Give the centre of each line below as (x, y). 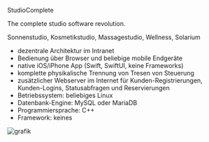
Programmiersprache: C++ (56, 110)
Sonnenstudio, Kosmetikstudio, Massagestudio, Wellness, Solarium (104, 37)
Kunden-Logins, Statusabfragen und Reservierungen (93, 88)
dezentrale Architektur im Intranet (66, 51)
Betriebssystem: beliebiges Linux (65, 95)
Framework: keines (45, 118)
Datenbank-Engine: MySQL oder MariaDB (77, 103)
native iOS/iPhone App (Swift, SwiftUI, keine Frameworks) (100, 65)
